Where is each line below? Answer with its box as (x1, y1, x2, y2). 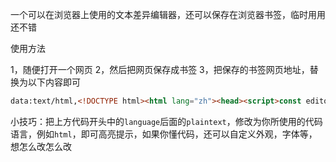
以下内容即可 (27, 76, 81, 88)
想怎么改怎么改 (10, 140, 72, 152)
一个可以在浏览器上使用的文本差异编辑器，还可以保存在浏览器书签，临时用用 (10, 9, 326, 20)
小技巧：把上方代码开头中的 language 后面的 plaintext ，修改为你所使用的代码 (10, 115, 323, 127)
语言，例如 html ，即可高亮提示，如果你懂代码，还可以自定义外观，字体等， (10, 128, 318, 140)
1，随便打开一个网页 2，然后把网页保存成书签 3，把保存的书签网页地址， (10, 64, 310, 75)
